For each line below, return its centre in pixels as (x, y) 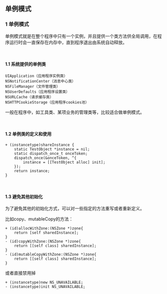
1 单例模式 (17, 24)
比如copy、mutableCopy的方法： (39, 219)
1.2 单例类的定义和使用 (28, 134)
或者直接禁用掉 (20, 273)
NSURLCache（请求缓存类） (29, 97)
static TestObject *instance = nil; (52, 149)
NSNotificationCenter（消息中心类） (41, 81)
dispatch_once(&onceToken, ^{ (45, 158)
